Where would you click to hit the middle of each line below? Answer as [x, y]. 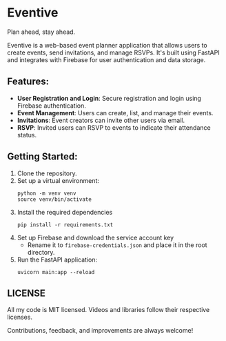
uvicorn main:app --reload [56, 272]
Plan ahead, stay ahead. [41, 32]
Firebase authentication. [51, 106]
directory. [41, 252]
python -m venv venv [47, 193]
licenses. [20, 317]
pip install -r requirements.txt [65, 225]
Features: [28, 82]
